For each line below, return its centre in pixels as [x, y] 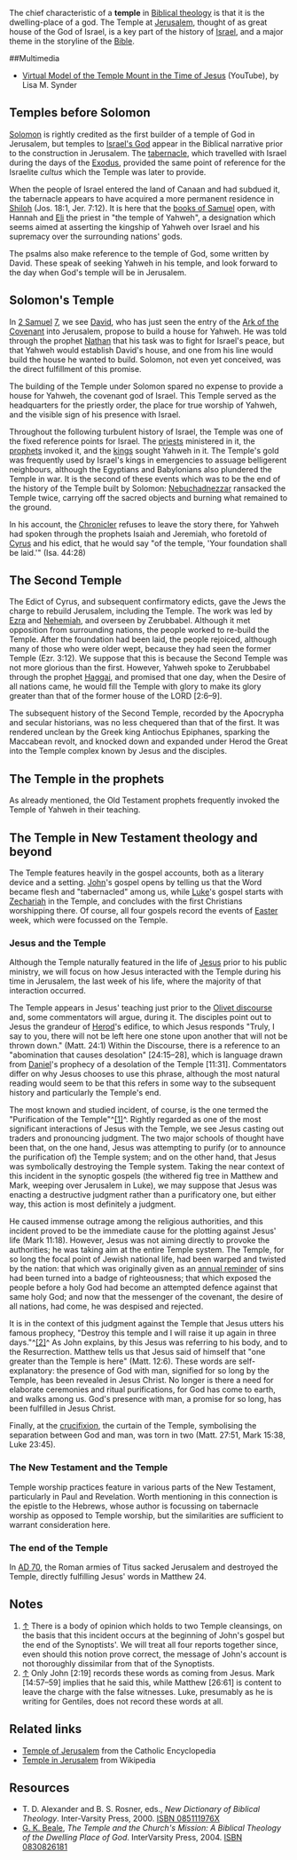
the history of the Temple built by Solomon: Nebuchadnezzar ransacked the [148, 488]
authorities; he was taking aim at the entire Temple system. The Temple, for [147, 1250]
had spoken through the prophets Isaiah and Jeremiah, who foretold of [138, 534]
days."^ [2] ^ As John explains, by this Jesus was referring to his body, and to [148, 1342]
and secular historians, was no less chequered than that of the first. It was [145, 723]
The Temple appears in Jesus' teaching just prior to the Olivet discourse [141, 1008]
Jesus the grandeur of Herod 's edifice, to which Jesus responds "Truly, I [142, 1027]
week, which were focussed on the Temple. [89, 920]
